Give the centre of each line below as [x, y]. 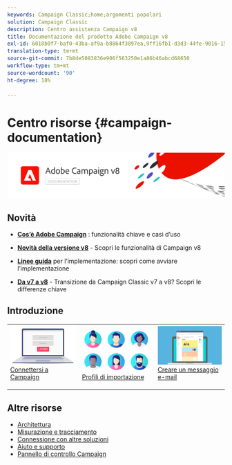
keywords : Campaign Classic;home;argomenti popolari [85, 15]
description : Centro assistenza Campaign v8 [72, 29]
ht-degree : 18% [29, 80]
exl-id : [18, 44]
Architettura [34, 425]
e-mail [167, 376]
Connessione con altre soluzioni [63, 439]
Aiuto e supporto [41, 447]
